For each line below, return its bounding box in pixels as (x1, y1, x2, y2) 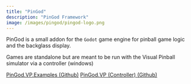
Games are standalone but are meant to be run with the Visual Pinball (6, 54, 176, 61)
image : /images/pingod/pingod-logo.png (6, 20, 105, 25)
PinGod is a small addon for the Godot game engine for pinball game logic (6, 36, 185, 43)
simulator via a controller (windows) (6, 60, 94, 67)
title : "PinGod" (6, 8, 46, 15)
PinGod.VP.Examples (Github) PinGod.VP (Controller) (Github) (6, 72, 158, 79)
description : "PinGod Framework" (6, 14, 89, 20)
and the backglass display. (6, 42, 71, 49)
